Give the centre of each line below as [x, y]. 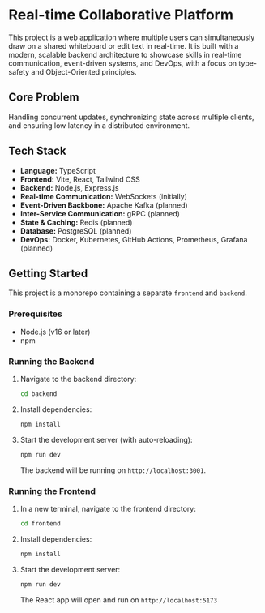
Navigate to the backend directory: [78, 379]
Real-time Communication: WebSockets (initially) [104, 196]
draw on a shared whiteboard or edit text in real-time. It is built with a [124, 45]
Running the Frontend [52, 491]
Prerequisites [35, 314]
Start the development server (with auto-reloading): [106, 439]
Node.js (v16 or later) [55, 332]
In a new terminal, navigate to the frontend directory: [108, 508]
